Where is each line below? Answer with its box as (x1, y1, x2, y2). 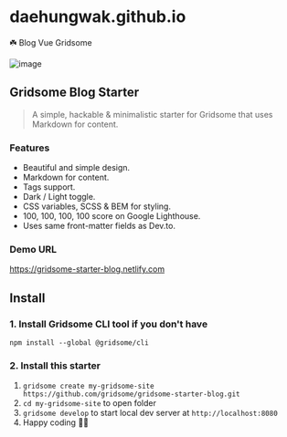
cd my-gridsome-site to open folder (22, 398, 157, 409)
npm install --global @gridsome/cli (9, 338, 149, 348)
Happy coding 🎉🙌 (22, 417, 90, 428)
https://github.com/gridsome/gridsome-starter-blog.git (22, 390, 240, 399)
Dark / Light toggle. (22, 192, 96, 203)
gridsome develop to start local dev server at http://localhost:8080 (22, 408, 279, 419)
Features (9, 141, 50, 154)
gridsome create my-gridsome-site (22, 381, 154, 391)
